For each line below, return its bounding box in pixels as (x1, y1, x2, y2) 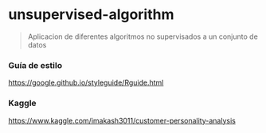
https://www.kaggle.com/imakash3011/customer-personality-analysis (8, 116, 237, 125)
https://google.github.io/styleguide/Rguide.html (8, 78, 164, 88)
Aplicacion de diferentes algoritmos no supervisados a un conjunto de (27, 32, 259, 41)
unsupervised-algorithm (8, 6, 174, 24)
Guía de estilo (8, 59, 62, 70)
